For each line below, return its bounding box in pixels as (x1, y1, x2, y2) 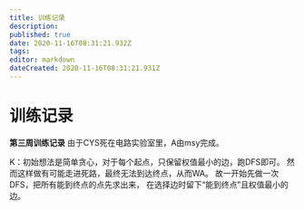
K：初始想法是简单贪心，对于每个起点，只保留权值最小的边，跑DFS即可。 (9, 156, 285, 167)
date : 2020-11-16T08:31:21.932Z (9, 38, 132, 48)
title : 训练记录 (9, 13, 65, 23)
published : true (9, 30, 71, 39)
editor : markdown (9, 55, 75, 64)
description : (9, 22, 59, 31)
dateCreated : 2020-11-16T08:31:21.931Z (9, 64, 161, 73)
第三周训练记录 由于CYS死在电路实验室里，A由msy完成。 (9, 137, 224, 148)
